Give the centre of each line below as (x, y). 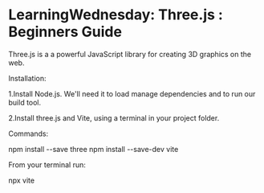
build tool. (25, 102)
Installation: (27, 78)
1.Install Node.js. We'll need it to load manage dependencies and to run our (132, 93)
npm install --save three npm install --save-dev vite (93, 149)
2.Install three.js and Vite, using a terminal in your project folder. (114, 117)
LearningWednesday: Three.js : (116, 15)
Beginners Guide (65, 32)
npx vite (21, 180)
